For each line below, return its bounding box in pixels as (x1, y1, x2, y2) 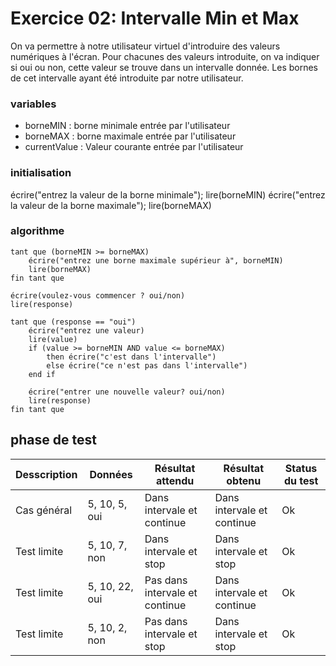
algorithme (10, 224, 65, 238)
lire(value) (28, 334, 78, 344)
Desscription (15, 467, 78, 481)
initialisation (10, 166, 72, 180)
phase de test (10, 432, 97, 449)
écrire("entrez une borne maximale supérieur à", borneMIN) (28, 255, 284, 266)
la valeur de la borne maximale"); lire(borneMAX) (10, 199, 212, 211)
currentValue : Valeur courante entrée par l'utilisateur (24, 141, 244, 153)
